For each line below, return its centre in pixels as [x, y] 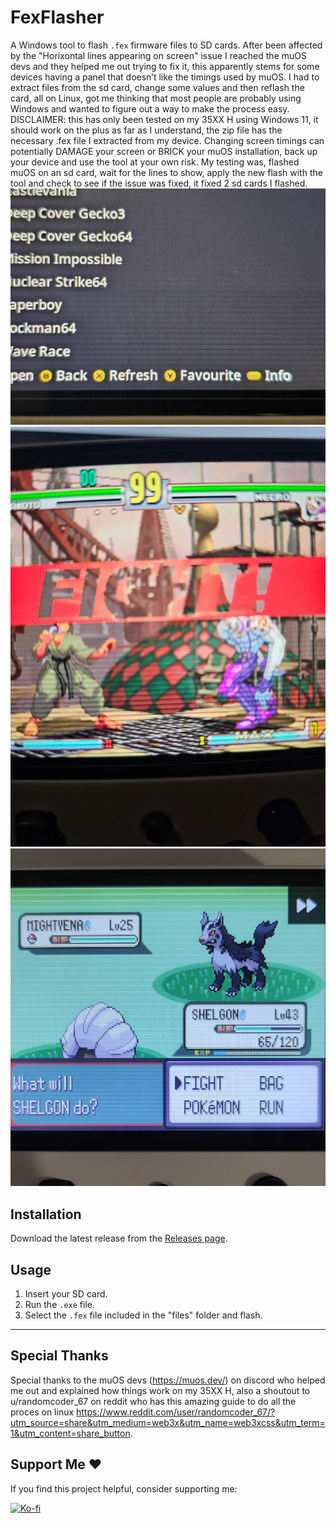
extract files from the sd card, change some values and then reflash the [157, 87]
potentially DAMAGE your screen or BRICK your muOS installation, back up [164, 151]
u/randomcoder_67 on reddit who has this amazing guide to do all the [153, 1401]
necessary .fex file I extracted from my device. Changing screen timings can [167, 140]
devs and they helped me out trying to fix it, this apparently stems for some [165, 66]
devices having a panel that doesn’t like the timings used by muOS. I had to [165, 77]
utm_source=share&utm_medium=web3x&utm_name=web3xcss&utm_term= [168, 1422]
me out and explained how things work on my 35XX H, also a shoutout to [160, 1390]
